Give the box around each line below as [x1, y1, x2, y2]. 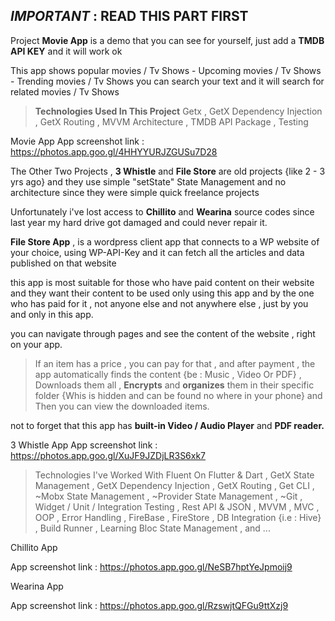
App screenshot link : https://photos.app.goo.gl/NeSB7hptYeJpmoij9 [10, 560, 293, 573]
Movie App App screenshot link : [10, 135, 145, 147]
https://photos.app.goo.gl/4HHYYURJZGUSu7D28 [10, 145, 218, 158]
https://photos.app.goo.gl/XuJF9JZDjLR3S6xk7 [10, 449, 207, 461]
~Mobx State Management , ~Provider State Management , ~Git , [34, 490, 303, 502]
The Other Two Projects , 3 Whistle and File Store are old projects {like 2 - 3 [10, 165, 326, 177]
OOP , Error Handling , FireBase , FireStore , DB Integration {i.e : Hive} [34, 511, 322, 523]
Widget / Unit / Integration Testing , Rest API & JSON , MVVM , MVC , [34, 500, 320, 513]
